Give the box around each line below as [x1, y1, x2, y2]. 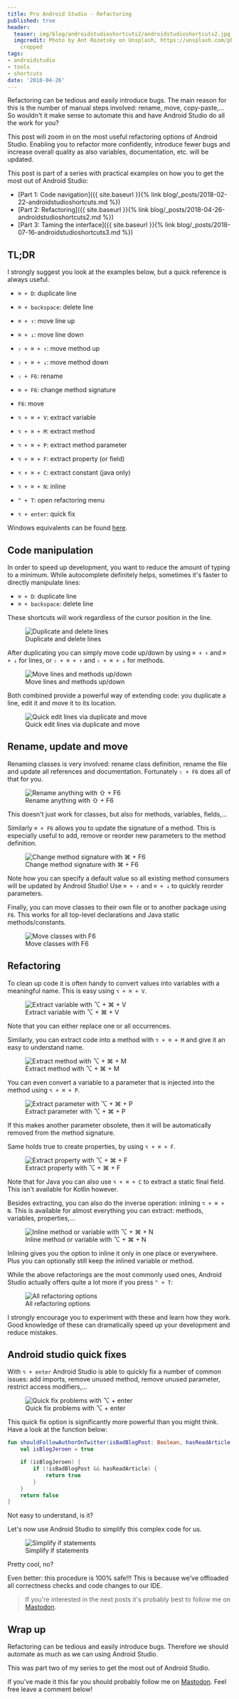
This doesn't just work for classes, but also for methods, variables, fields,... [7, 809, 228, 819]
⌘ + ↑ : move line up [17, 317, 75, 325]
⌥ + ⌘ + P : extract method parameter [17, 441, 127, 449]
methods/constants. [7, 917, 66, 926]
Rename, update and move [7, 741, 128, 753]
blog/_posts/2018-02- [162, 190, 228, 199]
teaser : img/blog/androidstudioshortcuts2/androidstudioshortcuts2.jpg [14, 30, 231, 38]
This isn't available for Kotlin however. [7, 1184, 119, 1193]
